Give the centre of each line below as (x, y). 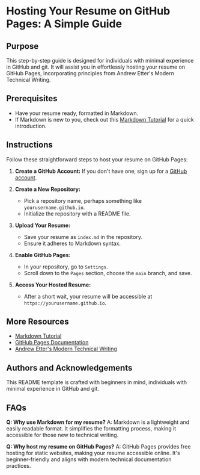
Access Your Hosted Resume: (53, 285)
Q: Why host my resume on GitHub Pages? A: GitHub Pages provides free (98, 447)
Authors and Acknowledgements (69, 368)
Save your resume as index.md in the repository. (83, 237)
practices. (19, 466)
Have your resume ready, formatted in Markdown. (77, 113)
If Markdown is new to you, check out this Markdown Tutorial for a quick (104, 119)
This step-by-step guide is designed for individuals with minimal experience (100, 61)
